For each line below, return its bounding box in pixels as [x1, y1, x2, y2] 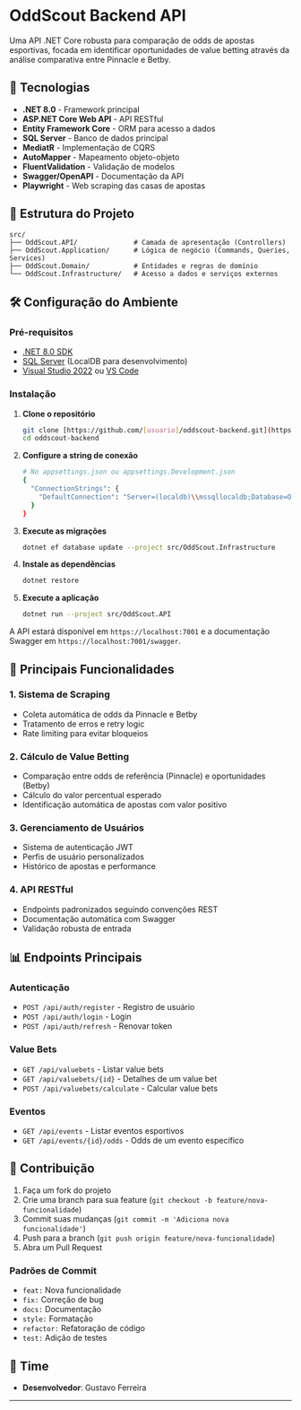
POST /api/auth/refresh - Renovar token [21, 1021, 173, 1031]
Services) [9, 253, 47, 263]
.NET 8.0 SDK [21, 346, 73, 357]
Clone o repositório [21, 408, 96, 419]
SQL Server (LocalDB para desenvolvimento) [21, 356, 188, 367]
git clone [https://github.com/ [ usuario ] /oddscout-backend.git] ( [21, 425, 271, 435]
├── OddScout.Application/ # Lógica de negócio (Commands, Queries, [9, 246, 291, 255]
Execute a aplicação [21, 593, 99, 604]
